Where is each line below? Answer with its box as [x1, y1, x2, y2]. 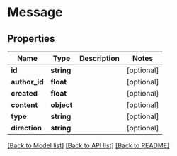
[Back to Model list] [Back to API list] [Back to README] [7, 141, 170, 150]
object [50, 100, 73, 110]
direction [11, 123, 42, 133]
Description [79, 54, 120, 63]
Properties [7, 33, 55, 45]
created [11, 89, 38, 98]
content [11, 100, 38, 110]
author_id [11, 77, 44, 87]
